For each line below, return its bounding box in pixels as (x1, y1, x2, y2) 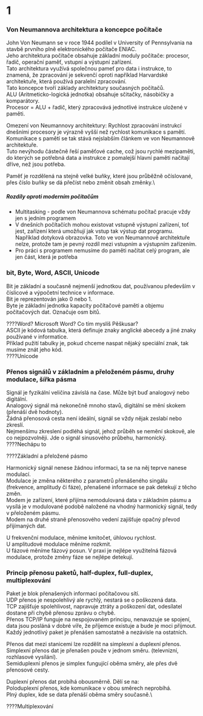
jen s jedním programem (15, 215, 76, 222)
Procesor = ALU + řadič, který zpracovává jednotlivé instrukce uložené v (6, 104, 188, 111)
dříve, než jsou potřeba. (6, 160, 65, 168)
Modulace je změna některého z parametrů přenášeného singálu (6, 477, 168, 484)
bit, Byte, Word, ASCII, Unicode (6, 269, 100, 277)
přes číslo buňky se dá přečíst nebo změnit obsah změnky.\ (6, 179, 155, 186)
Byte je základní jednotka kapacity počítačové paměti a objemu (6, 301, 164, 309)
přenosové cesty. (6, 666, 50, 673)
